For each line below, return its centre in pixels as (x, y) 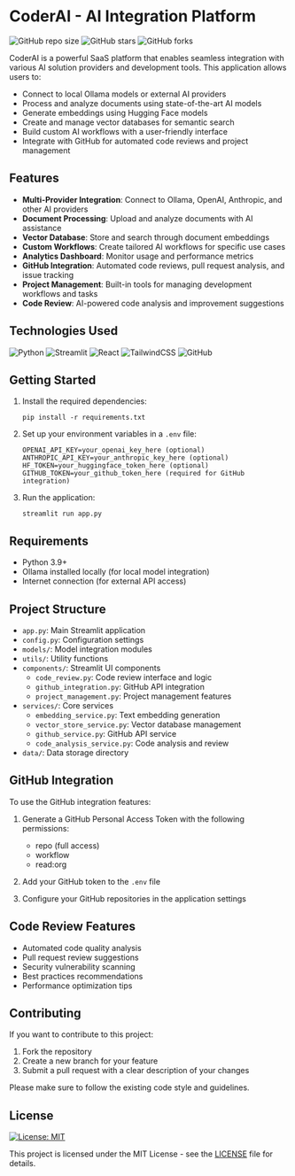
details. (23, 1164)
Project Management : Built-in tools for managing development (137, 284)
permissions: (45, 828)
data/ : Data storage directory (75, 753)
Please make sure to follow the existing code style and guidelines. (129, 1087)
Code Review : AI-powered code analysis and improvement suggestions (153, 303)
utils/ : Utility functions (65, 658)
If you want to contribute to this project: (81, 1034)
